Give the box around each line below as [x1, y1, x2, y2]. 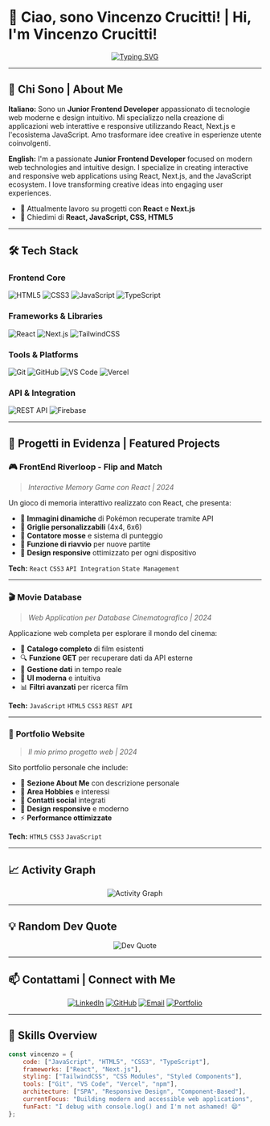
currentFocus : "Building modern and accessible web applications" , [22, 1095, 253, 1103]
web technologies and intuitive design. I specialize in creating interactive [8, 162, 249, 172]
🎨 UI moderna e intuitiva [19, 673, 101, 683]
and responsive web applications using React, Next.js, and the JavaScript [8, 171, 252, 180]
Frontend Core [8, 272, 66, 283]
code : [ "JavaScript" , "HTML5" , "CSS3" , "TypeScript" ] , [22, 1058, 211, 1066]
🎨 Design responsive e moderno [19, 803, 129, 813]
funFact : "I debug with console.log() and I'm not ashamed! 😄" [22, 1103, 242, 1111]
